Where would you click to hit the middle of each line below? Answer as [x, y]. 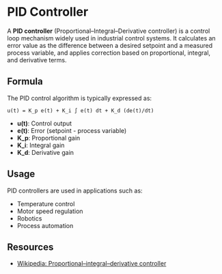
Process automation [45, 225]
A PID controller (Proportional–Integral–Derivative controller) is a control [109, 31]
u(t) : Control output [44, 123]
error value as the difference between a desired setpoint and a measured [110, 45]
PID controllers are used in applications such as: [75, 190]
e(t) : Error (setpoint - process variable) [72, 130]
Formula [25, 82]
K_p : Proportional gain [48, 138]
